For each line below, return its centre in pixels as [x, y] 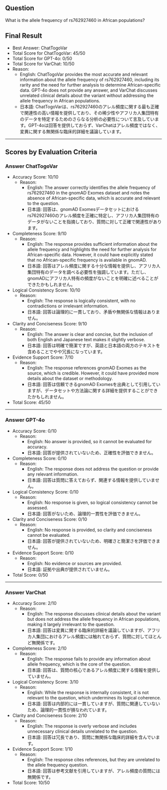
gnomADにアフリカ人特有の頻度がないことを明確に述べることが [93, 279]
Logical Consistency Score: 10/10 [46, 290]
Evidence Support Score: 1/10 [42, 749]
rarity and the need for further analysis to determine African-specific [90, 85]
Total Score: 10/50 [31, 783]
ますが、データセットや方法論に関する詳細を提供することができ [92, 391]
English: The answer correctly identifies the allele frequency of [91, 188]
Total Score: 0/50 [30, 575]
